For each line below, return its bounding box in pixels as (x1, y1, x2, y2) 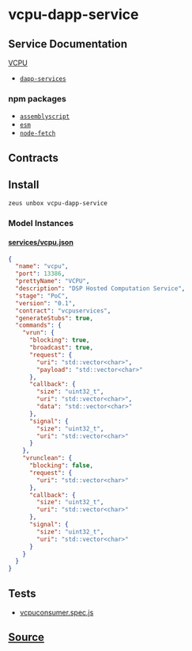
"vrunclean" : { (22, 454, 73, 462)
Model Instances (8, 218, 73, 229)
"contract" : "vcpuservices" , (15, 307, 111, 315)
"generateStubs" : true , (15, 314, 93, 322)
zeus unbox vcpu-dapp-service (8, 199, 108, 207)
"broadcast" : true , (28, 343, 93, 351)
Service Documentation (8, 37, 128, 51)
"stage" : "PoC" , (15, 292, 69, 300)
